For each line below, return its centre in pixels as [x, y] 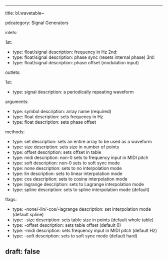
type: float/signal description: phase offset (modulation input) [75, 63]
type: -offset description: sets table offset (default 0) [67, 225]
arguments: [17, 102]
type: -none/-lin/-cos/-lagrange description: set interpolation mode [82, 209]
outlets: [13, 72]
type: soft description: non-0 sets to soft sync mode [66, 163]
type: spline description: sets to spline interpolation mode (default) [81, 190]
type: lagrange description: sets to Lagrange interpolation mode [78, 184]
